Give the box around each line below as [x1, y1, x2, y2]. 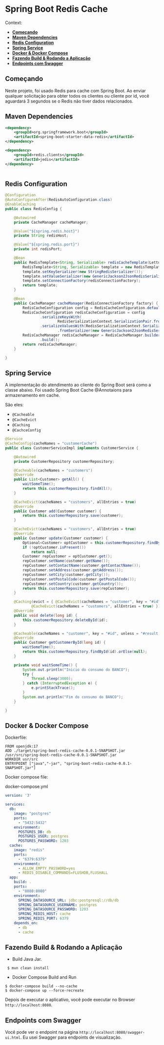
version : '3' [5, 793, 32, 798]
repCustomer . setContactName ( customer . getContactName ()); [22, 563, 141, 568]
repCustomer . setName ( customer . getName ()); [22, 558, 110, 564]
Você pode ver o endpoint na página [5, 1029, 79, 1035]
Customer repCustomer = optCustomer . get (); [22, 554, 112, 559]
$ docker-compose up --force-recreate [5, 988, 84, 993]
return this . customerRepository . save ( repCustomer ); [22, 586, 130, 591]
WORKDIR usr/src [5, 757, 38, 762]
